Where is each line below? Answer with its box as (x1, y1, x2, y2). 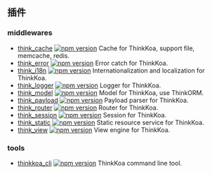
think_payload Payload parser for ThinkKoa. (17, 96, 189, 104)
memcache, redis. (17, 51, 70, 59)
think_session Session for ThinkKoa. (17, 110, 167, 119)
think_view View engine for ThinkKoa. (17, 125, 171, 134)
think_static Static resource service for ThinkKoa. (17, 118, 205, 126)
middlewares (7, 28, 53, 38)
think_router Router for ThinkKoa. (17, 103, 159, 112)
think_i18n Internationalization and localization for (17, 66, 205, 75)
